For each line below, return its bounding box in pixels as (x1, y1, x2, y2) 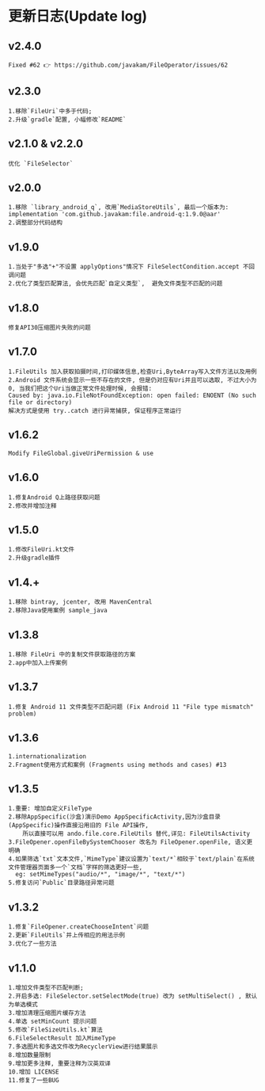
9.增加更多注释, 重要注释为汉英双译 (8, 1059, 111, 1067)
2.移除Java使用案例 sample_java (8, 607, 108, 615)
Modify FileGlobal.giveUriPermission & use (8, 449, 154, 457)
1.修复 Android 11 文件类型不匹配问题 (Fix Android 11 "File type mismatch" (8, 703, 254, 711)
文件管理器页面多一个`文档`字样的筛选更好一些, (8, 864, 143, 872)
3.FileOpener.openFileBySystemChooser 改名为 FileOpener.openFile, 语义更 (8, 838, 253, 846)
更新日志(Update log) (8, 7, 148, 25)
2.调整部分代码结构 (8, 219, 63, 227)
